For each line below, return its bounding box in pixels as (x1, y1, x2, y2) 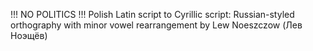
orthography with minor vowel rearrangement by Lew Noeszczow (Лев (10, 19, 303, 31)
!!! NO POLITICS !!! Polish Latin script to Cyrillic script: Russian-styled (10, 9, 295, 20)
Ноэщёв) (10, 30, 48, 41)
